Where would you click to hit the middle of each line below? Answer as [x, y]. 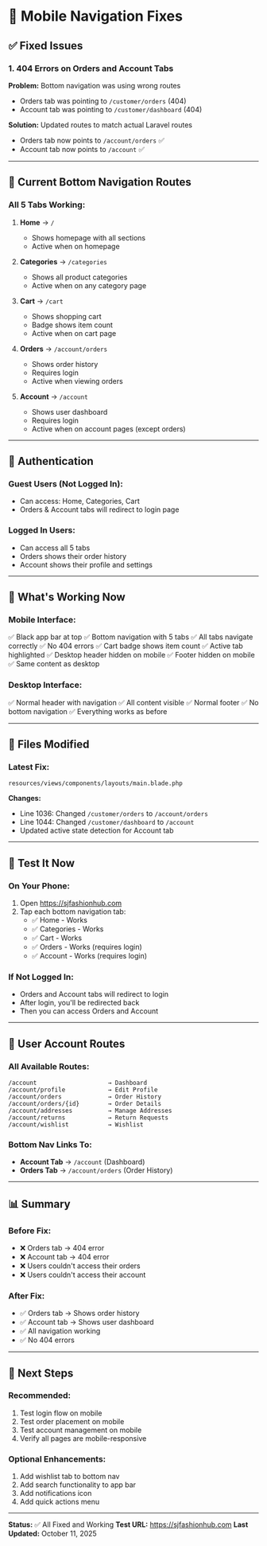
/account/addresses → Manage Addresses [90, 1111]
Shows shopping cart [66, 316]
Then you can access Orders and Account [89, 1011]
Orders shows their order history [73, 556]
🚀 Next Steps [41, 1373]
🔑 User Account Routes [67, 1043]
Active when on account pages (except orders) [108, 428]
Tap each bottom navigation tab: [73, 912]
